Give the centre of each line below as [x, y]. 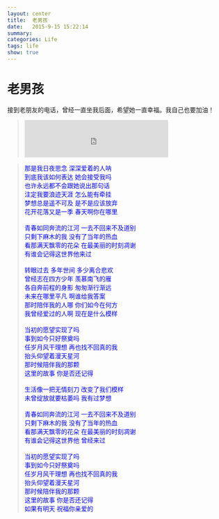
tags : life [23, 46]
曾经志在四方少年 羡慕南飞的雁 [68, 279]
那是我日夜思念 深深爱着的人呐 [68, 168]
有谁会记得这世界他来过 [58, 254]
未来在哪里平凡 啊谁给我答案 [65, 296]
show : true [23, 53]
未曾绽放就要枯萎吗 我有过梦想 [68, 398]
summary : [20, 33]
